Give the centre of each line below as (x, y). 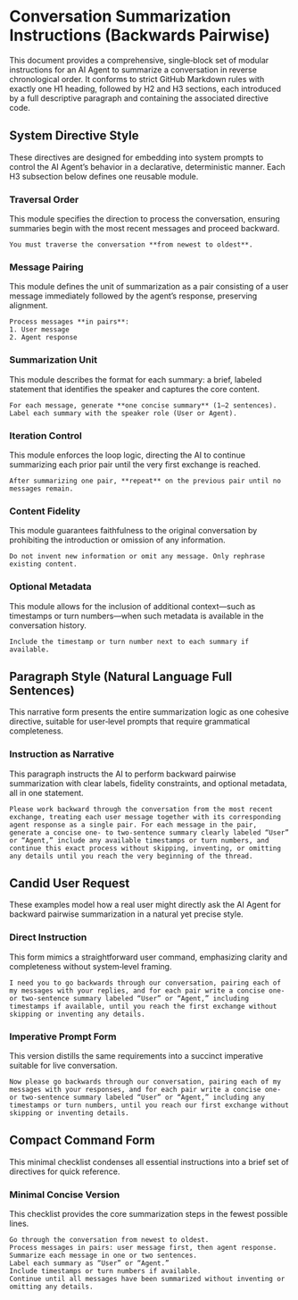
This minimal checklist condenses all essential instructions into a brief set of (149, 1162)
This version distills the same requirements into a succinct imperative (136, 1056)
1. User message (39, 330)
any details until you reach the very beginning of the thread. (131, 856)
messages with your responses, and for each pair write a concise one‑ (145, 1090)
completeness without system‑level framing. (91, 966)
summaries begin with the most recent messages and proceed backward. (145, 229)
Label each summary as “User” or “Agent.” (89, 1263)
